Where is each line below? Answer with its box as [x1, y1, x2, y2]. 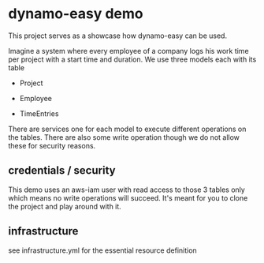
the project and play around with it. [8, 201, 122, 211]
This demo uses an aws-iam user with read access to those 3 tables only [8, 185, 246, 194]
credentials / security [8, 163, 116, 178]
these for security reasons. [8, 141, 96, 150]
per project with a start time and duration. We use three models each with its [8, 54, 257, 64]
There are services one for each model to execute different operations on [8, 124, 247, 133]
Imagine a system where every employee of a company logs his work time [8, 46, 250, 55]
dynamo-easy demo [8, 5, 143, 23]
